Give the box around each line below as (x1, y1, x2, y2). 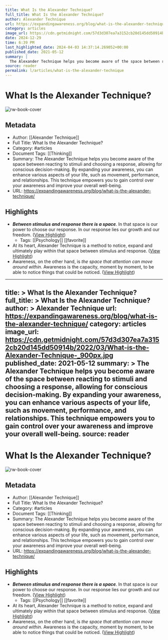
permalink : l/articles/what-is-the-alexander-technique (5, 68, 124, 73)
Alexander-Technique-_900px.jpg (5, 351, 113, 359)
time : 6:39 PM (5, 40, 35, 45)
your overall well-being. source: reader (5, 429, 129, 438)
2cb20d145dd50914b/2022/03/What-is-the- (5, 343, 149, 352)
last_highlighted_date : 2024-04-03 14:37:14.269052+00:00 (5, 45, 128, 50)
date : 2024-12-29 (5, 36, 41, 41)
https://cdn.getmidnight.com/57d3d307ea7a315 (5, 335, 159, 344)
